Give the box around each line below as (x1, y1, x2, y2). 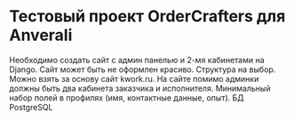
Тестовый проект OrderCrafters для (9, 6, 286, 27)
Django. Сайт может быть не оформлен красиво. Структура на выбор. (9, 64, 276, 75)
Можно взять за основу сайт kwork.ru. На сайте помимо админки (9, 73, 259, 84)
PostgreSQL (9, 101, 53, 112)
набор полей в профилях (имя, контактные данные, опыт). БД (9, 92, 244, 103)
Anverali (9, 25, 73, 45)
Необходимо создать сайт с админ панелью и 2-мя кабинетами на (9, 54, 265, 65)
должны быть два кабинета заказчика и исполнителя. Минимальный (9, 83, 271, 93)
